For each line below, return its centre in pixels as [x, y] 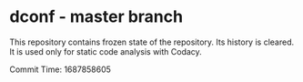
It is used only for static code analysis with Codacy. [106, 51]
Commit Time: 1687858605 [61, 69]
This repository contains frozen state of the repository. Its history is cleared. [151, 42]
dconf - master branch [96, 17]
